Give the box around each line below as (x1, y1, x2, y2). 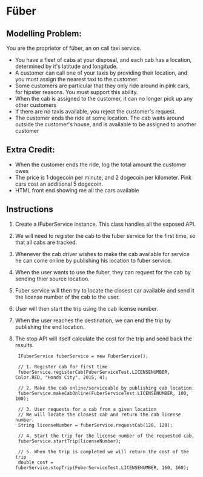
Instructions (6, 205, 53, 215)
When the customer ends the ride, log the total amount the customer (15, 161, 187, 168)
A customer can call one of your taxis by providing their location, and (15, 69, 188, 76)
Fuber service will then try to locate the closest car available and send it (15, 286, 195, 294)
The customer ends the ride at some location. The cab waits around (15, 114, 185, 121)
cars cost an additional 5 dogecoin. (15, 180, 104, 188)
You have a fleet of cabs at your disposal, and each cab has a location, (15, 56, 192, 63)
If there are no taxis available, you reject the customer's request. (15, 108, 176, 115)
